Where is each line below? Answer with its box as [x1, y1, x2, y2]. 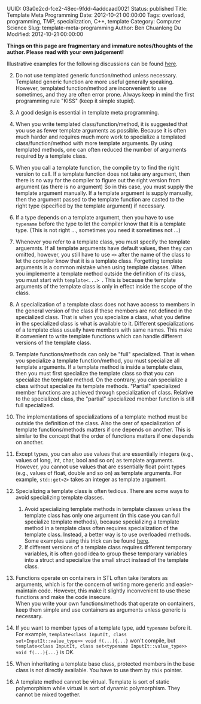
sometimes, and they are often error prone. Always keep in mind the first [15, 91, 194, 98]
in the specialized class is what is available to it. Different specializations [15, 320, 194, 327]
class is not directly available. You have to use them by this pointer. [15, 667, 183, 673]
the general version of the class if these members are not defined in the [15, 307, 193, 314]
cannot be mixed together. [15, 691, 81, 698]
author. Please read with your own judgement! [7, 49, 124, 56]
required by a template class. [15, 152, 87, 160]
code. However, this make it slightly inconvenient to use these [38, 587, 191, 594]
